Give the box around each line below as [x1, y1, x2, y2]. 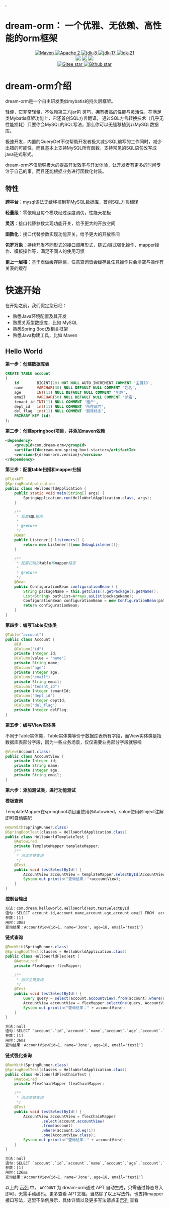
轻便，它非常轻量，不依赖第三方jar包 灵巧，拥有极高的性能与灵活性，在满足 [5, 109, 162, 115]
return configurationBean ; [23, 603, 80, 608]
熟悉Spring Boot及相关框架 [12, 326, 68, 332]
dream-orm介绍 [5, 80, 72, 92]
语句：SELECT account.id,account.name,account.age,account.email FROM [5, 910, 154, 915]
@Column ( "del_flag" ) [14, 703, 57, 708]
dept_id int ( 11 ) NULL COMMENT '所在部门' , [14, 404, 106, 409]
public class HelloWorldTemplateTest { [5, 834, 89, 840]
